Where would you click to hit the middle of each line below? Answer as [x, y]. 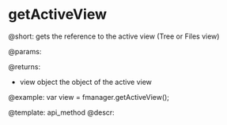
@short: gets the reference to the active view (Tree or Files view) [114, 36]
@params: [25, 51]
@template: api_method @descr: [61, 112]
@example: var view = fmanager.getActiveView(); [89, 97]
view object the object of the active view [86, 82]
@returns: [25, 66]
